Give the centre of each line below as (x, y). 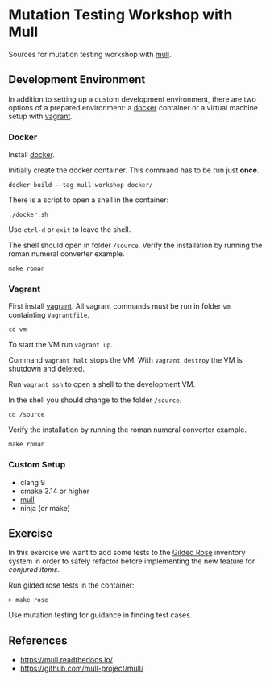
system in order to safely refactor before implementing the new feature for (132, 561)
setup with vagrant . (40, 116)
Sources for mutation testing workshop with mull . (90, 54)
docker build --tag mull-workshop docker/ (81, 185)
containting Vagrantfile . (49, 315)
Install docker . (31, 155)
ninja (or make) (45, 508)
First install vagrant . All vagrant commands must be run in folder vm (120, 306)
